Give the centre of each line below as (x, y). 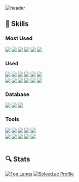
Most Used (19, 38)
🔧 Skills (17, 24)
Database (17, 94)
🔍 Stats (18, 159)
